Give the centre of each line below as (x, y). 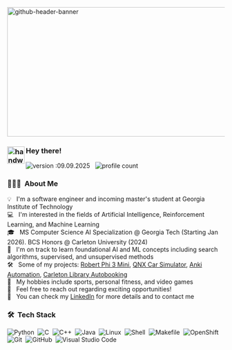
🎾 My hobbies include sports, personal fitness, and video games (100, 282)
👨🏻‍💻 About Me (33, 184)
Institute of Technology (40, 206)
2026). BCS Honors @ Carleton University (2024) (78, 242)
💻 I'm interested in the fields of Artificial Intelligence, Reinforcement (106, 214)
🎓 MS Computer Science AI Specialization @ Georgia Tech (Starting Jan (113, 232)
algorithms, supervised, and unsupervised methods (80, 256)
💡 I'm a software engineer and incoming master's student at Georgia (106, 199)
